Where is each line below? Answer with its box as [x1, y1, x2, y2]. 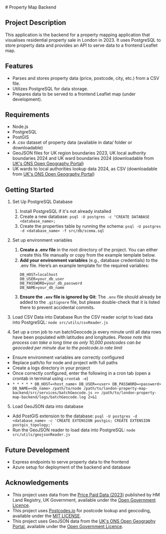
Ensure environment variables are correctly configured [12, 354, 124, 360]
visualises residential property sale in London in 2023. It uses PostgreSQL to [5, 37, 161, 43]
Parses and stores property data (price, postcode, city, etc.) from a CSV [12, 75, 160, 81]
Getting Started [5, 186, 54, 194]
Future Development [5, 446, 70, 454]
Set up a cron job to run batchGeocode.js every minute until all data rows [12, 329, 162, 335]
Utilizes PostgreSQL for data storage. [12, 85, 88, 91]
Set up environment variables [12, 237, 73, 243]
